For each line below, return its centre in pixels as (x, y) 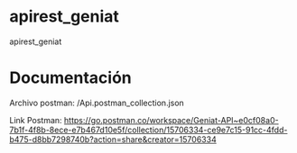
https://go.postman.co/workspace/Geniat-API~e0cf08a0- (171, 120)
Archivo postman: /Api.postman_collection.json (97, 103)
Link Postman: (36, 120)
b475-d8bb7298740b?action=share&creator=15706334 (113, 139)
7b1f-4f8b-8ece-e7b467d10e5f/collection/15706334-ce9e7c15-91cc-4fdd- (148, 130)
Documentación (71, 78)
